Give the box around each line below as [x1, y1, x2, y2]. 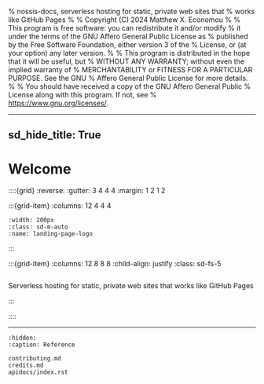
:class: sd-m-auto [8, 223, 68, 231]
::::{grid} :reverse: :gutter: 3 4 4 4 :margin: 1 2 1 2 [8, 186, 166, 196]
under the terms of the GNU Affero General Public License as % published [8, 31, 249, 41]
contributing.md [8, 355, 61, 363]
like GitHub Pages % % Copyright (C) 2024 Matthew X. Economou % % [8, 15, 241, 24]
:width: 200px [8, 216, 55, 225]
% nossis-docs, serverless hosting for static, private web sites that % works [8, 7, 255, 16]
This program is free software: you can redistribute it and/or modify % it [8, 24, 241, 32]
